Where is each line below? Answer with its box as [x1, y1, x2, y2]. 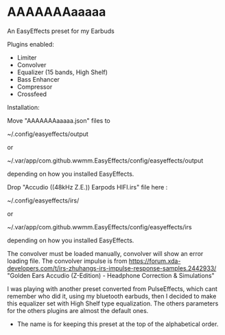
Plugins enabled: [7, 40, 55, 48]
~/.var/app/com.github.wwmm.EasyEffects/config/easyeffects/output [7, 156, 204, 165]
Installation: [7, 103, 40, 111]
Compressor [16, 82, 53, 91]
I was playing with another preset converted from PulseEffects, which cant [7, 284, 218, 292]
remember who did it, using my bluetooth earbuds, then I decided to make [7, 292, 217, 300]
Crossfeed [16, 90, 47, 98]
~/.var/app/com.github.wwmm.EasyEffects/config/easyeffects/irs [7, 222, 192, 231]
